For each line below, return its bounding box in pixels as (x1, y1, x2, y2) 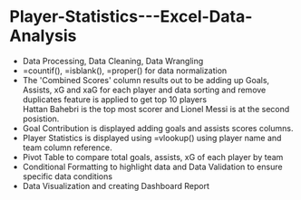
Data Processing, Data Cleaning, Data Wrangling (22, 55, 204, 66)
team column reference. (22, 142, 112, 153)
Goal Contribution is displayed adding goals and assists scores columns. (22, 122, 294, 133)
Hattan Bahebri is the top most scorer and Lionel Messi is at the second (22, 103, 290, 114)
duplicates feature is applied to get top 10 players (22, 93, 207, 105)
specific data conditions (22, 170, 113, 182)
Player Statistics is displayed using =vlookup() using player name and (22, 132, 282, 143)
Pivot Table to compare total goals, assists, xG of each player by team (22, 151, 284, 162)
